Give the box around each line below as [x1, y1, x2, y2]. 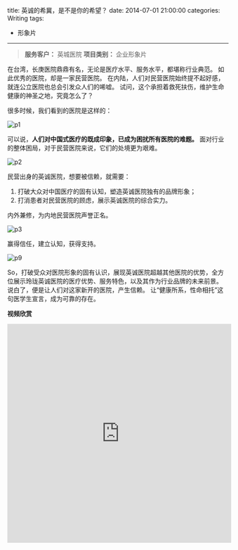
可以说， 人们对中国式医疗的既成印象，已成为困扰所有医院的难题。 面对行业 [7, 135, 225, 143]
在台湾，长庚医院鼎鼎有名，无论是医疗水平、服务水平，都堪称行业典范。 [7, 65, 216, 73]
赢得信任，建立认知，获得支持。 [7, 240, 100, 248]
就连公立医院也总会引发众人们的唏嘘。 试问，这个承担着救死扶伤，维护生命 [7, 83, 225, 91]
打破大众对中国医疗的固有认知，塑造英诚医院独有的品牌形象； [17, 187, 197, 196]
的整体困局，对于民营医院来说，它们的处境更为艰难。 [7, 143, 161, 152]
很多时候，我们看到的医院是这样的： [7, 106, 112, 115]
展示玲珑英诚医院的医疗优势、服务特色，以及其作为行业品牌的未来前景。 [13, 277, 223, 285]
